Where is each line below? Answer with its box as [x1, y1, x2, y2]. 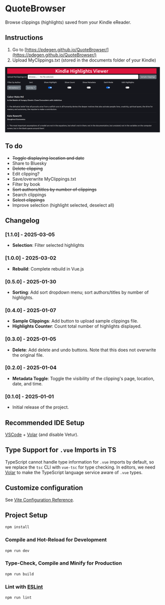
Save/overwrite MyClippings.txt [12, 176, 76, 182]
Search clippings [12, 192, 47, 198]
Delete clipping [12, 166, 43, 171]
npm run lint [5, 595, 32, 600]
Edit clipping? [12, 170, 40, 176]
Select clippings [12, 197, 45, 202]
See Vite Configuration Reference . [5, 497, 75, 503]
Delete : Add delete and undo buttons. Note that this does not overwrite [12, 347, 156, 353]
